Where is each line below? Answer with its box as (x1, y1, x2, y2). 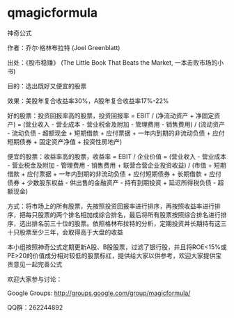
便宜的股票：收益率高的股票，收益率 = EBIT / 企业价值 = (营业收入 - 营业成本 (7, 152, 226, 161)
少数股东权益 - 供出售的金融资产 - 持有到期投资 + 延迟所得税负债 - (26, 178, 217, 186)
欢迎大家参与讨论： (7, 275, 63, 283)
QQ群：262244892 (7, 303, 63, 311)
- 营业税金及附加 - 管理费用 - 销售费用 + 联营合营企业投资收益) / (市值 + (7, 161, 212, 169)
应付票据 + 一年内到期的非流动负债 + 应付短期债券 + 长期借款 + (26, 169, 208, 178)
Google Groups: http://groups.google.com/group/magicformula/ (7, 289, 191, 297)
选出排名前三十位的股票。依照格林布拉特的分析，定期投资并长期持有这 (19, 219, 221, 228)
